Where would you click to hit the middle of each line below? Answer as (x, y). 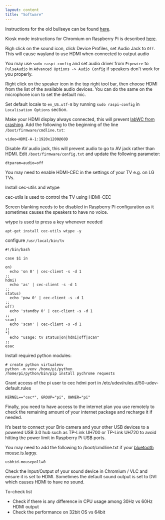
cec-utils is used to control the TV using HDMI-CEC (58, 197)
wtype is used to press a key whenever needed (54, 222)
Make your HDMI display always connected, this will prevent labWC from (80, 119)
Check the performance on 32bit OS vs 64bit (59, 512)
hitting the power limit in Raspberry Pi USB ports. (55, 438)
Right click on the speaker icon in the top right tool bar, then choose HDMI (81, 84)
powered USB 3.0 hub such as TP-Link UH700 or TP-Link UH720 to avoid (81, 432)
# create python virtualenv (34, 364)
